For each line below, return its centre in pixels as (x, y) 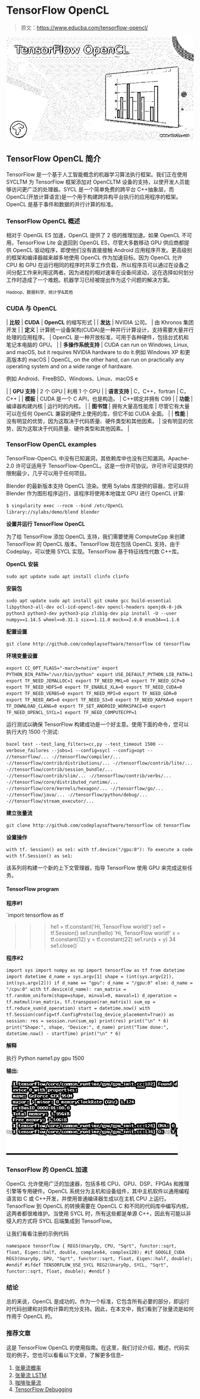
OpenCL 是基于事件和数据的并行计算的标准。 (61, 204)
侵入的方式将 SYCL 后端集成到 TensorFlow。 (61, 1221)
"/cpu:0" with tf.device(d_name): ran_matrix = (66, 989)
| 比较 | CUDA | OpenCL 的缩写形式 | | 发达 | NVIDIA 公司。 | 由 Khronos (94, 322)
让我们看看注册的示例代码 (37, 1234)
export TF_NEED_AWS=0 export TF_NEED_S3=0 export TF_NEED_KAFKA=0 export (100, 700)
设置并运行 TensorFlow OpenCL (46, 524)
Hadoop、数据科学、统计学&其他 (40, 293)
